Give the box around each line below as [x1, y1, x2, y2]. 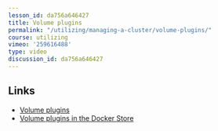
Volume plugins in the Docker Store [19, 113, 134, 122]
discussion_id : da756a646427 [8, 56, 104, 64]
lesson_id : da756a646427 [8, 11, 89, 20]
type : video [8, 48, 47, 56]
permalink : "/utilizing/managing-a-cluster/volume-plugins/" [8, 26, 213, 34]
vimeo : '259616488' [8, 41, 72, 49]
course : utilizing [8, 33, 68, 42]
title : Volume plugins [8, 19, 82, 27]
